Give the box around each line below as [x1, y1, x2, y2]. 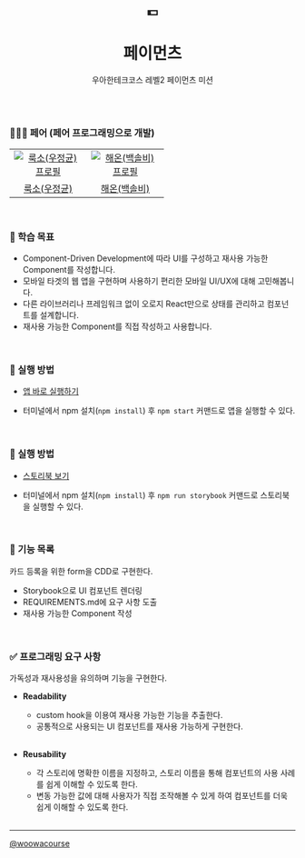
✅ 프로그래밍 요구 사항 [9, 650, 102, 663]
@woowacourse [9, 838, 71, 849]
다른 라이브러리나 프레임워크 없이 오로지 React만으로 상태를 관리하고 [22, 298, 265, 309]
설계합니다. [39, 309, 79, 320]
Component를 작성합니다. [22, 264, 116, 274]
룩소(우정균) [23, 182, 74, 195]
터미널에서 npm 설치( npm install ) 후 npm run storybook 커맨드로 [22, 489, 259, 500]
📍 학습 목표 [9, 230, 54, 243]
